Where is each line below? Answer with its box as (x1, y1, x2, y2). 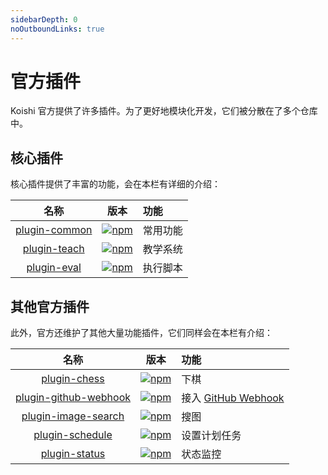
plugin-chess (41, 372, 105, 386)
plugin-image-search (21, 409, 125, 423)
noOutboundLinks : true (10, 24, 105, 34)
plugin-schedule (33, 428, 113, 442)
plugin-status (40, 447, 106, 461)
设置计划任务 (181, 429, 242, 443)
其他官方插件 (10, 298, 90, 315)
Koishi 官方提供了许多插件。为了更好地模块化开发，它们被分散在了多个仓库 (10, 105, 318, 117)
